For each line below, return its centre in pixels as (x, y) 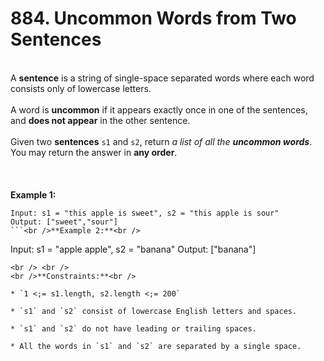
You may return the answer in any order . (94, 152)
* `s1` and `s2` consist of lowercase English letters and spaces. (154, 311)
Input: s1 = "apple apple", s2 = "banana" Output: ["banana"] (133, 249)
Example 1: (33, 194)
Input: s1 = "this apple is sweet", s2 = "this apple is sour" (145, 213)
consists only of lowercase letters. (81, 88)
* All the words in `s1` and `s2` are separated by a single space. (156, 346)
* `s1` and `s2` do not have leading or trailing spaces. (133, 328)
